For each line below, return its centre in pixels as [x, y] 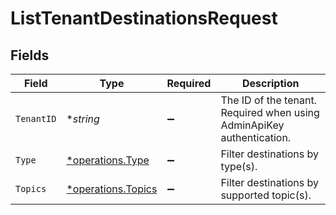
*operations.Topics [112, 189]
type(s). [239, 166]
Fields [30, 55]
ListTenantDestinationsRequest [144, 18]
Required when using [270, 112]
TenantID [36, 118]
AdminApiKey [252, 125]
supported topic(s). [266, 195]
